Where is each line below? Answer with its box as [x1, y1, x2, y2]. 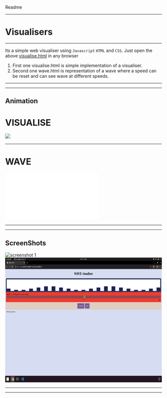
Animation [5, 97, 38, 105]
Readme [5, 4, 22, 10]
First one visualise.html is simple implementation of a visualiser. [12, 62, 143, 68]
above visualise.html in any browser [5, 52, 79, 59]
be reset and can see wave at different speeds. [12, 73, 109, 79]
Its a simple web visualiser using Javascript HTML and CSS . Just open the [5, 47, 153, 53]
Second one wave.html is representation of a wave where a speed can [12, 67, 157, 74]
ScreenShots [5, 239, 46, 247]
